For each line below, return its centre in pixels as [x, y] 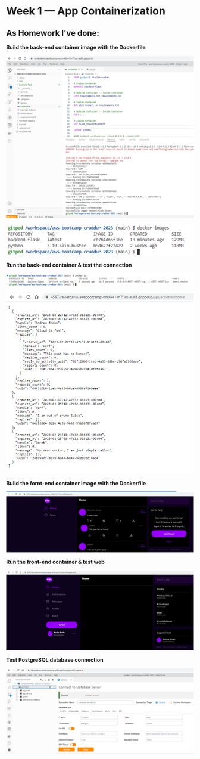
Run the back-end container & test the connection [69, 265]
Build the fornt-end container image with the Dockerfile [76, 483]
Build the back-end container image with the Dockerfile [76, 47]
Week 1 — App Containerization [86, 11]
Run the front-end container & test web [56, 562]
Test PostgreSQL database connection [55, 659]
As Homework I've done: [53, 33]
